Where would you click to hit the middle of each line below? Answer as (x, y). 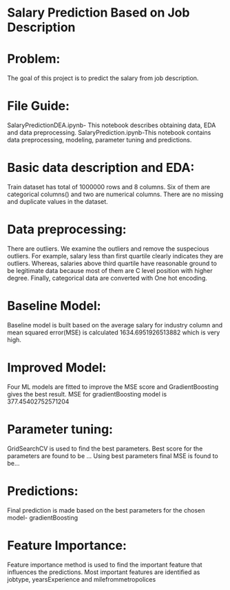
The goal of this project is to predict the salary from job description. (103, 78)
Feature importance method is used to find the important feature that (105, 564)
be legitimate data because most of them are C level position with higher (110, 270)
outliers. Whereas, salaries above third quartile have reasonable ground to (112, 263)
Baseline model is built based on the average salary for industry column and (115, 325)
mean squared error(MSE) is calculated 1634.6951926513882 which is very (114, 332)
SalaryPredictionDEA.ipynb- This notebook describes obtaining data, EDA (112, 125)
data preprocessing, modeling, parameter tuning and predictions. (100, 140)
